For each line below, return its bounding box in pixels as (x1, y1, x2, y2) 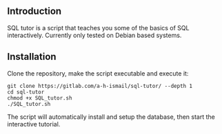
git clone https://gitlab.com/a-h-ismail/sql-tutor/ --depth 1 (7, 82, 193, 89)
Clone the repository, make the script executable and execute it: (7, 69, 189, 78)
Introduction (7, 5, 62, 17)
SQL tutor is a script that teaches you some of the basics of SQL (7, 23, 190, 32)
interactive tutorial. (7, 120, 61, 128)
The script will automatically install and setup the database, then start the (7, 113, 215, 121)
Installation (7, 51, 57, 63)
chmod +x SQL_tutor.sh (7, 94, 72, 102)
